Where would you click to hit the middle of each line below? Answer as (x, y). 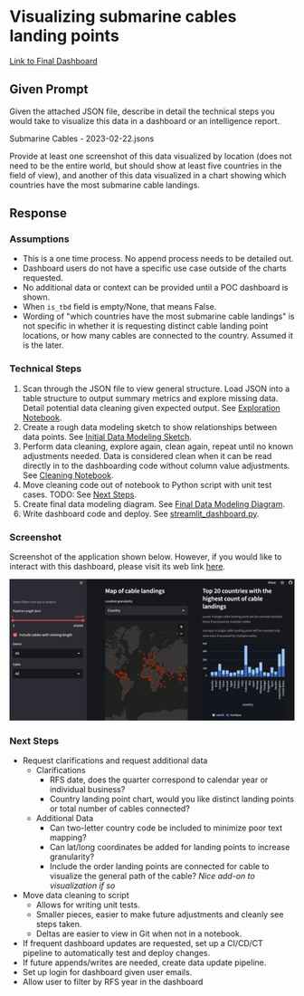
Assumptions (39, 239)
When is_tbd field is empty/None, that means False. (119, 307)
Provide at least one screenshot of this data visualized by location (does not (151, 156)
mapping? (68, 838)
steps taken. (59, 924)
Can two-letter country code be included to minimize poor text (166, 828)
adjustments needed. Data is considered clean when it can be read (147, 455)
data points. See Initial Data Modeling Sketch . (107, 436)
